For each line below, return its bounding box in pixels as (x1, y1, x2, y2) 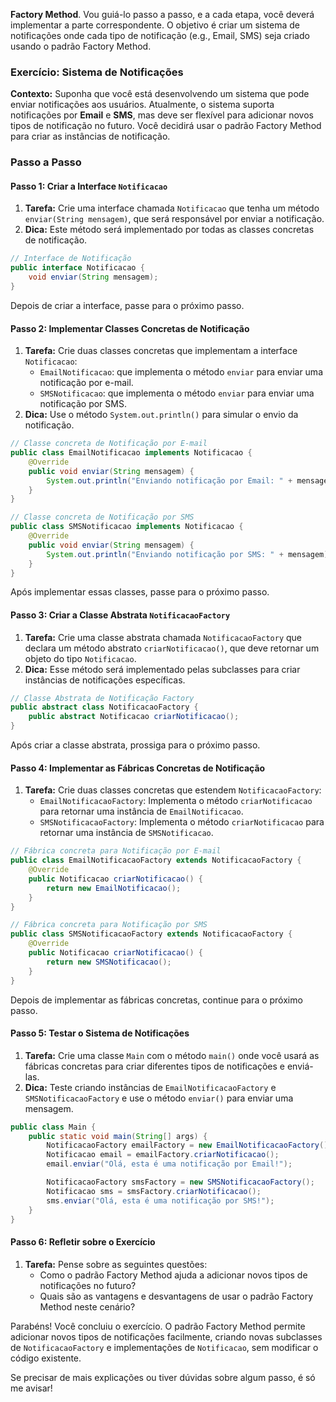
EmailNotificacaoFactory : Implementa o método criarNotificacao (39, 795, 313, 807)
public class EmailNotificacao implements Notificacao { (10, 448, 253, 458)
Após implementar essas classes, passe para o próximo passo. (10, 586, 270, 598)
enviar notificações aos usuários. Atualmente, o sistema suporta (10, 99, 275, 111)
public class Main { (10, 1122, 97, 1132)
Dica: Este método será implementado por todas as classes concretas (24, 224, 315, 236)
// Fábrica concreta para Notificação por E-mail (10, 846, 222, 856)
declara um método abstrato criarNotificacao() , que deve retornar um (24, 642, 320, 654)
